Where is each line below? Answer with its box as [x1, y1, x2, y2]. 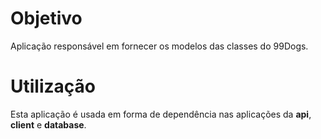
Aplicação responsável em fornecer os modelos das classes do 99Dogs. [10, 40, 309, 52]
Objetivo [10, 7, 83, 30]
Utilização [10, 75, 96, 98]
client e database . [10, 118, 87, 131]
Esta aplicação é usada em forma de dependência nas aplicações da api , [10, 108, 312, 120]
